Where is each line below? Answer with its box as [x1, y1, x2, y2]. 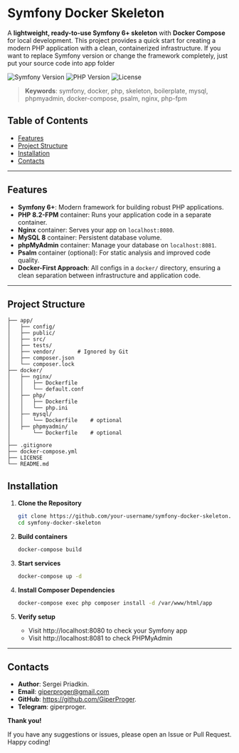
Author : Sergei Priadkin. [17, 680, 89, 689]
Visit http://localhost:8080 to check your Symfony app [28, 626, 188, 635]
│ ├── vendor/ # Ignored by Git [7, 348, 129, 356]
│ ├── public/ [7, 329, 55, 337]
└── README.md [7, 461, 50, 468]
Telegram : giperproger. [17, 702, 87, 711]
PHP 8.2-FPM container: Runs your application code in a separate [17, 210, 212, 219]
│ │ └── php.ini [7, 404, 69, 411]
